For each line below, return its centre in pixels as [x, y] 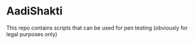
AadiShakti [34, 11]
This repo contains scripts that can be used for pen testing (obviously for [97, 28]
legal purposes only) [32, 34]
